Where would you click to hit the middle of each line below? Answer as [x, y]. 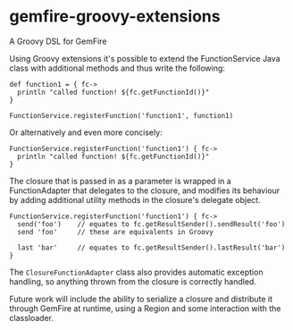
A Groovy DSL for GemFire [58, 41]
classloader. [31, 317]
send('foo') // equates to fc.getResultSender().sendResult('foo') [151, 224]
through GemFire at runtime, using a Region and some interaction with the [145, 308]
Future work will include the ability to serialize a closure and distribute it [141, 299]
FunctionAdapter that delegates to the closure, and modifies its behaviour [145, 190]
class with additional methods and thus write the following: [117, 68]
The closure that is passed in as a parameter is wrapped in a [121, 181]
